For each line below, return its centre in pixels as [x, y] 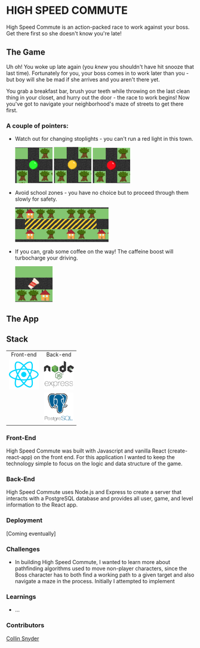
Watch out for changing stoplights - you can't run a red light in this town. [104, 139]
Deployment [24, 520]
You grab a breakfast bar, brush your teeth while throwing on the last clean [98, 91]
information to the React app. [42, 505]
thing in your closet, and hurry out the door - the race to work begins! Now [98, 97]
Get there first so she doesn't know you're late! [64, 33]
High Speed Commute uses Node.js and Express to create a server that [94, 492]
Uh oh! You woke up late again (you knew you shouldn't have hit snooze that [100, 67]
